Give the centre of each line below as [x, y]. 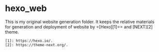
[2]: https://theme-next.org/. [37, 45]
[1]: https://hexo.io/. [29, 41]
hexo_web [26, 8]
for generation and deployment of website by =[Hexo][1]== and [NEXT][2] [79, 26]
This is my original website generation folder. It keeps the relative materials [80, 22]
